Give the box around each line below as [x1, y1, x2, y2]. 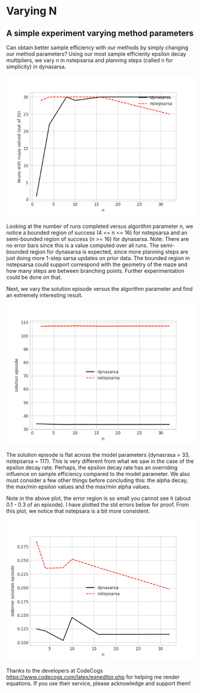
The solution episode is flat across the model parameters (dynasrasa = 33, [6, 451, 190, 458]
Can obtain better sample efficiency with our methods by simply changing [6, 44, 189, 51]
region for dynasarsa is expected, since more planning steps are [29, 248, 189, 255]
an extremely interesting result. [6, 292, 83, 299]
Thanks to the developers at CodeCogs [6, 667, 103, 674]
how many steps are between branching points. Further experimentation [6, 267, 184, 274]
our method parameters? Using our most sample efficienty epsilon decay [6, 50, 187, 58]
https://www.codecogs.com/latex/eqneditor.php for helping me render [6, 673, 180, 680]
